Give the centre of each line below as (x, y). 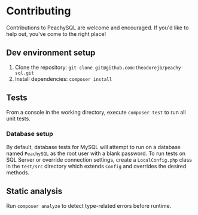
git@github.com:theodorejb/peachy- (139, 68)
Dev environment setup (51, 53)
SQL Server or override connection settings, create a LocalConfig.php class (99, 159)
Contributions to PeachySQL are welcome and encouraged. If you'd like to (98, 28)
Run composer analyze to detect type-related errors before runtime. (89, 205)
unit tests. (19, 119)
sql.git (24, 73)
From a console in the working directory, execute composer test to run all (96, 112)
